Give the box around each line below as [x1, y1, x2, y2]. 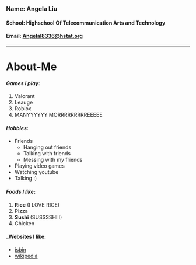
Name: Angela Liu [6, 5, 58, 13]
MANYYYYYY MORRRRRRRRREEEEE [14, 111, 103, 118]
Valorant [14, 93, 35, 100]
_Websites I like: [6, 233, 47, 240]
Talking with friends [23, 150, 71, 157]
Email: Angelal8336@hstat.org [6, 33, 83, 40]
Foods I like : [6, 188, 36, 195]
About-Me [6, 60, 57, 73]
